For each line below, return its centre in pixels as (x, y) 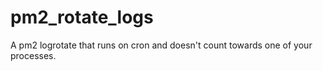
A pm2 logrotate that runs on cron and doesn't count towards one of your (161, 45)
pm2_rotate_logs (82, 17)
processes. (33, 55)
